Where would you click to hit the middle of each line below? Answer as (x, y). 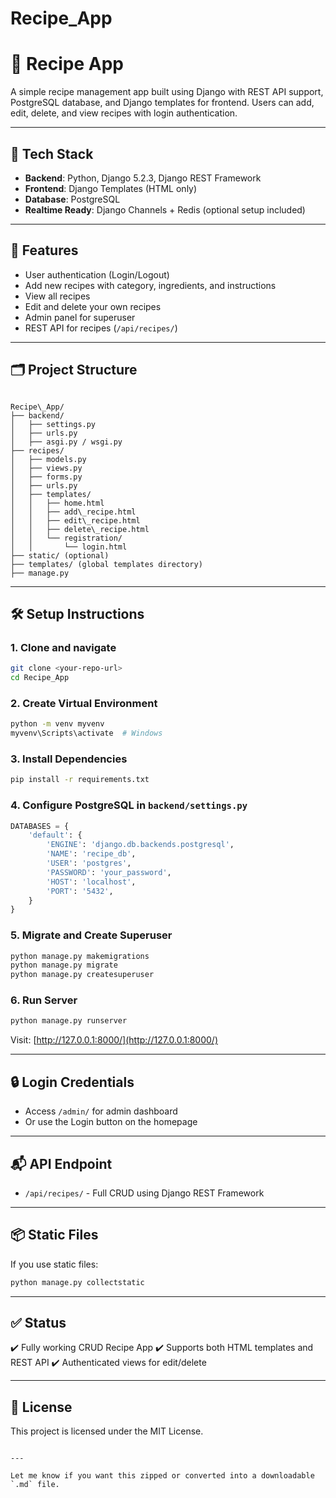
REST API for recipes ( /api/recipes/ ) (101, 328)
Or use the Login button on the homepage (111, 1122)
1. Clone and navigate (63, 647)
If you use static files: (54, 1264)
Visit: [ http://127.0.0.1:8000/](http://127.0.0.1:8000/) (114, 1040)
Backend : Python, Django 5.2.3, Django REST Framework (143, 178)
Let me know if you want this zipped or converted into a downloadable (162, 1476)
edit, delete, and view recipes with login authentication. (124, 113)
